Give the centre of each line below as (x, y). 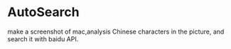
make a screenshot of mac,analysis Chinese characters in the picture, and (116, 31)
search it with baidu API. (43, 38)
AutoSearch (43, 12)
